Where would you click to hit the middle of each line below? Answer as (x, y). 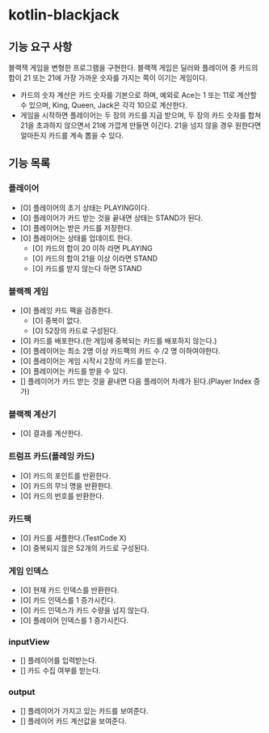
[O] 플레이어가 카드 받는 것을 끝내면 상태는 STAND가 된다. (111, 218)
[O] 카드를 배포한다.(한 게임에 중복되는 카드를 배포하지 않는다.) (118, 341)
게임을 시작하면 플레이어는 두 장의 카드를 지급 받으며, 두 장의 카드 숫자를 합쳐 (141, 115)
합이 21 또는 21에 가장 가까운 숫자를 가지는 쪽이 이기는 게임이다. (108, 78)
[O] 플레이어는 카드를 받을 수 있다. (74, 371)
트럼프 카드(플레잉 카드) (52, 456)
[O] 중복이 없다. (57, 320)
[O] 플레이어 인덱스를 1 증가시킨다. (74, 621)
